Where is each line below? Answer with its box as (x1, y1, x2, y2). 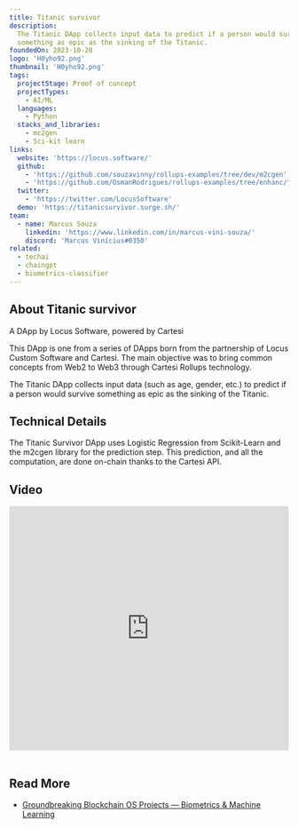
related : (9, 244, 42, 253)
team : (9, 211, 29, 220)
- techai (17, 252, 50, 262)
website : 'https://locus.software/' (17, 153, 153, 163)
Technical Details (9, 414, 107, 429)
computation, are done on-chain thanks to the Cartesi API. (9, 457, 222, 467)
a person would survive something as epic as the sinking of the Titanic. (9, 388, 270, 399)
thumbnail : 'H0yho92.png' (9, 63, 105, 72)
